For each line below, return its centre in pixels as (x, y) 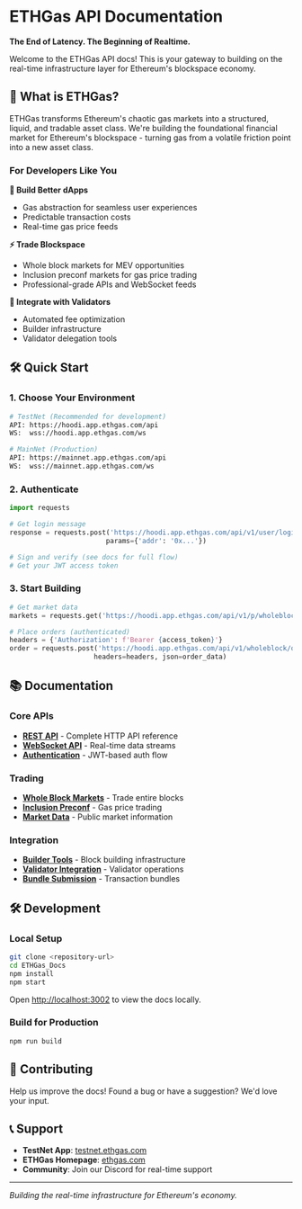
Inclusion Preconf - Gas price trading (92, 808)
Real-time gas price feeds (70, 227)
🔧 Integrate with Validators (60, 302)
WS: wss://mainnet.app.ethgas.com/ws (82, 466)
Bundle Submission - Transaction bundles (101, 879)
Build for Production (54, 1023)
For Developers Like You (63, 170)
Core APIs (31, 716)
